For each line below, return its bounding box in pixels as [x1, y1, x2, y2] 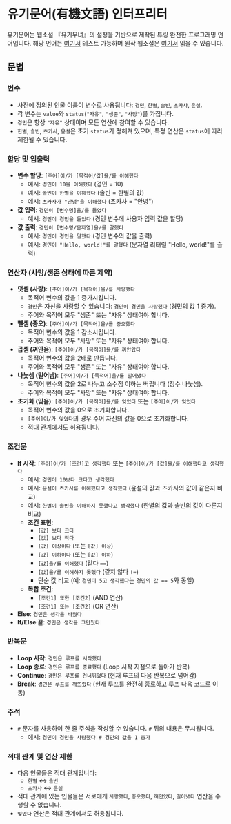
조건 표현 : [27, 518, 54, 526]
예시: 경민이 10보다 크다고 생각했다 [27, 475, 115, 483]
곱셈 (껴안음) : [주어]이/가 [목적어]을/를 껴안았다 [17, 345, 141, 354]
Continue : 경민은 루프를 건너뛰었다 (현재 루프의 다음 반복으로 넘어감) [17, 671, 197, 679]
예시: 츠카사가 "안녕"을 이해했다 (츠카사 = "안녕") [27, 197, 154, 205]
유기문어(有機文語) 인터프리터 [7, 6, 168, 22]
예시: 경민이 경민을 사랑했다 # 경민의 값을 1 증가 [27, 733, 150, 741]
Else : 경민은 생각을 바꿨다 [17, 609, 83, 618]
